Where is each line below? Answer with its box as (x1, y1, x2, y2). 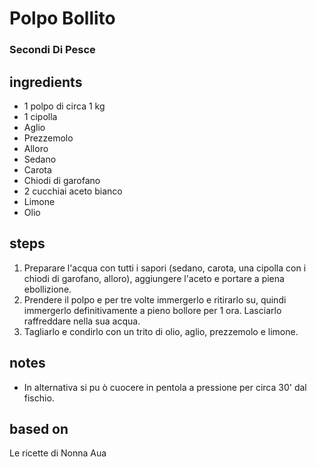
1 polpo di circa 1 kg (23, 100, 106, 112)
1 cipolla (23, 110, 58, 122)
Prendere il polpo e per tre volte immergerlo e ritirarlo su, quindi (23, 293, 287, 306)
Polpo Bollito (9, 7, 116, 30)
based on (9, 420, 69, 437)
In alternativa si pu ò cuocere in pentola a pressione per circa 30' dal (23, 381, 307, 393)
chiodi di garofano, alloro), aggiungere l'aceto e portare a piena (23, 272, 285, 284)
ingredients (9, 73, 83, 91)
